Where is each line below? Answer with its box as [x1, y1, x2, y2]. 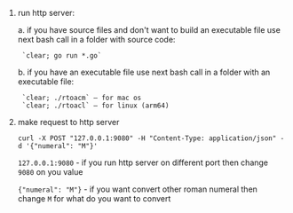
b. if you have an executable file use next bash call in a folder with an [17, 67, 271, 77]
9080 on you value [17, 167, 83, 177]
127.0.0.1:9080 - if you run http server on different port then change [17, 157, 269, 168]
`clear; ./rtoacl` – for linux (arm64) [21, 101, 170, 110]
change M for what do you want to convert [17, 193, 171, 203]
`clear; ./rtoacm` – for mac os [21, 93, 142, 102]
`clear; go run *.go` [21, 51, 102, 60]
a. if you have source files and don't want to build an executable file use [17, 25, 281, 35]
